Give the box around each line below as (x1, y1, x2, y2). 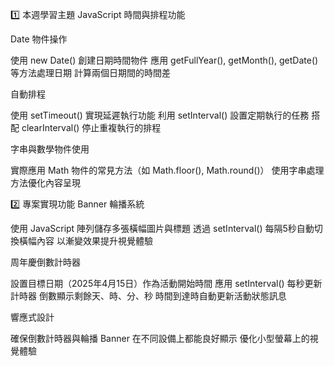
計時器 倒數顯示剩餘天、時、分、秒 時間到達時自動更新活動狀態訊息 (10, 290, 287, 302)
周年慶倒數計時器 (10, 256, 81, 268)
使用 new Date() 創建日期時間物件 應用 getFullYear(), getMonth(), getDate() (10, 54, 319, 66)
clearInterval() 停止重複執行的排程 (21, 122, 162, 133)
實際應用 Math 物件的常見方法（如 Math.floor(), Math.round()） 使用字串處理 (10, 164, 325, 176)
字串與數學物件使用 (10, 143, 90, 155)
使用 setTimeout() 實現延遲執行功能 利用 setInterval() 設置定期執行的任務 (10, 109, 310, 121)
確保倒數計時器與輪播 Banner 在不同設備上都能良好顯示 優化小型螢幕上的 (10, 333, 310, 344)
